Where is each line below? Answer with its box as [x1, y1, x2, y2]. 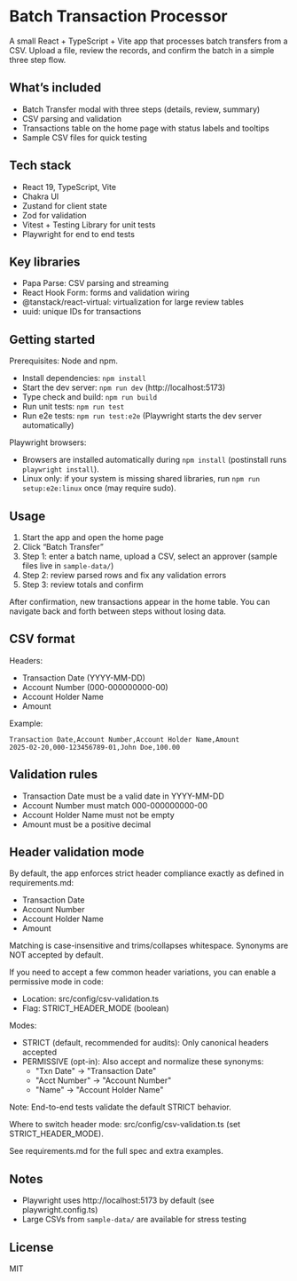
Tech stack [9, 158, 72, 173]
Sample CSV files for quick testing [21, 131, 148, 143]
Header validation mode [9, 845, 145, 860]
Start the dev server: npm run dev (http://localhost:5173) [21, 382, 226, 393]
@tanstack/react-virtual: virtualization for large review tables [21, 297, 244, 307]
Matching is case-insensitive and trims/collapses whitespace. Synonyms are [9, 940, 289, 951]
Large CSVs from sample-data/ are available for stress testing [21, 1214, 246, 1225]
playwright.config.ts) [21, 1205, 98, 1215]
